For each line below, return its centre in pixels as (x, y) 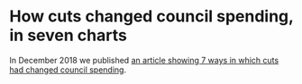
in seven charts (69, 35)
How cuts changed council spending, (151, 17)
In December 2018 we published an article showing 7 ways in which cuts (144, 60)
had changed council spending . (68, 70)
